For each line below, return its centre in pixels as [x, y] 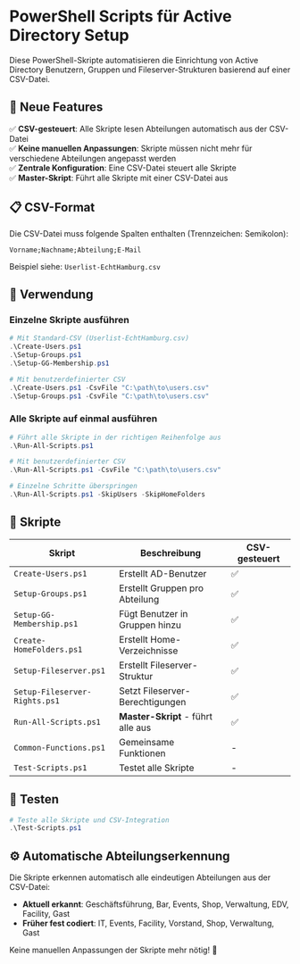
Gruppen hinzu [150, 625]
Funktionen [143, 753]
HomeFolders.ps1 [48, 649]
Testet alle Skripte [157, 768]
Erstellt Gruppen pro [161, 588]
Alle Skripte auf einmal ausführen [83, 419]
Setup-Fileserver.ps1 [59, 670]
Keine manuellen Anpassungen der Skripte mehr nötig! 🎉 [113, 950]
